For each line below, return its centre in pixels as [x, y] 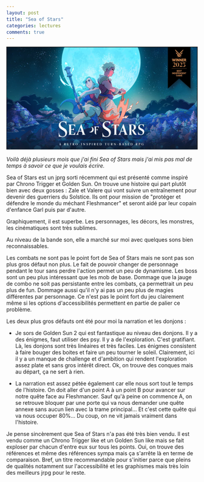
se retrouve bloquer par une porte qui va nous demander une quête [99, 403]
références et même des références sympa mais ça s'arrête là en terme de [100, 453]
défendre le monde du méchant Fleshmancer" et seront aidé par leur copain [101, 203]
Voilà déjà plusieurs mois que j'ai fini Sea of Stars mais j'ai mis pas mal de [99, 159]
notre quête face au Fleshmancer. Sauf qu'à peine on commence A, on [104, 396]
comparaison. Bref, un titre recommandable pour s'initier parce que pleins [99, 460]
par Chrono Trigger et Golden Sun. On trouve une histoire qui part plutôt [96, 184]
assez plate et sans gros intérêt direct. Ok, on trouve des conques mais [104, 365]
